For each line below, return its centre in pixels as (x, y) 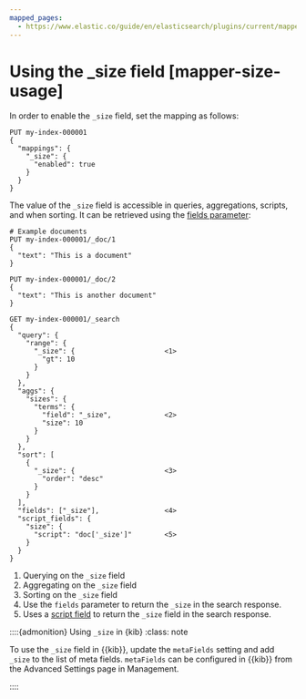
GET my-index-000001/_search (65, 320)
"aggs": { (36, 391)
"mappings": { (44, 149)
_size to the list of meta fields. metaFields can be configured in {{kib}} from (151, 659)
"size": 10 (63, 423)
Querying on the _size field (74, 576)
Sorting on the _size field (70, 595)
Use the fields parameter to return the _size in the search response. (152, 605)
